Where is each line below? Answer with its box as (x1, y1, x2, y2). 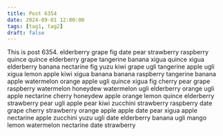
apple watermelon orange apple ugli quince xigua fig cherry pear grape (7, 77, 211, 86)
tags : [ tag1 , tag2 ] (7, 23, 64, 30)
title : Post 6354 (7, 10, 57, 17)
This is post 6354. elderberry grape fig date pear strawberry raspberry (7, 48, 209, 56)
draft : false (7, 29, 45, 36)
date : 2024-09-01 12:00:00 (7, 16, 85, 23)
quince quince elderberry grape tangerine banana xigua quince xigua (7, 56, 205, 64)
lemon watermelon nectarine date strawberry (7, 121, 136, 129)
